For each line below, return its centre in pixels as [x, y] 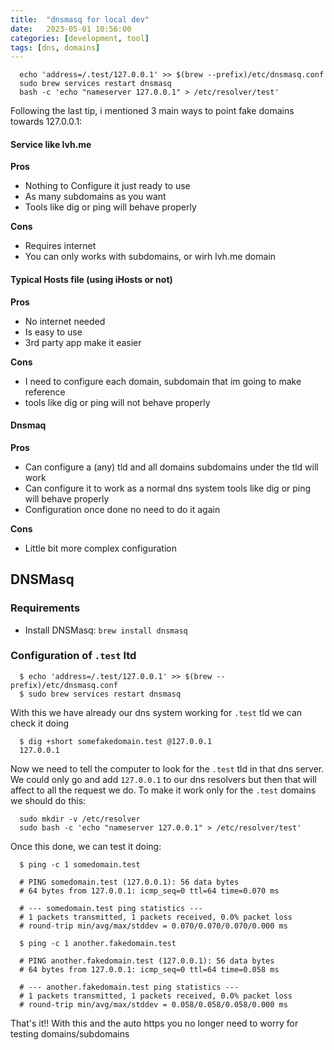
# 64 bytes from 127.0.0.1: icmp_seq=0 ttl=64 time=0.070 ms [149, 891]
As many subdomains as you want [95, 197]
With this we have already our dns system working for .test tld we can [156, 712]
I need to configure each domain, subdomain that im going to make [163, 381]
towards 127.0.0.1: [46, 122]
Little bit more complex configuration [100, 548]
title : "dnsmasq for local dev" [80, 19]
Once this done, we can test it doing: [86, 846]
